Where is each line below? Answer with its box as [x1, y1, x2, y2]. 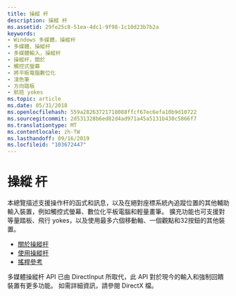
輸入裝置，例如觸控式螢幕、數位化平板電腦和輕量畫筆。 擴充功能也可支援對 [7, 207, 225, 216]
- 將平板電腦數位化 [7, 69, 56, 76]
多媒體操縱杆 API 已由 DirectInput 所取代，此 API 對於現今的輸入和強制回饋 [7, 273, 224, 281]
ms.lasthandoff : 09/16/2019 [7, 135, 90, 142]
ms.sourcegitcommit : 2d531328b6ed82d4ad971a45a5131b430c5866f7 [7, 115, 197, 122]
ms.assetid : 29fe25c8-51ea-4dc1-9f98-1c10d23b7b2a [7, 23, 159, 30]
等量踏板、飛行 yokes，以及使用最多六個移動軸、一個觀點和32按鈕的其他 [7, 216, 220, 225]
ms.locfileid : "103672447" [7, 142, 87, 149]
